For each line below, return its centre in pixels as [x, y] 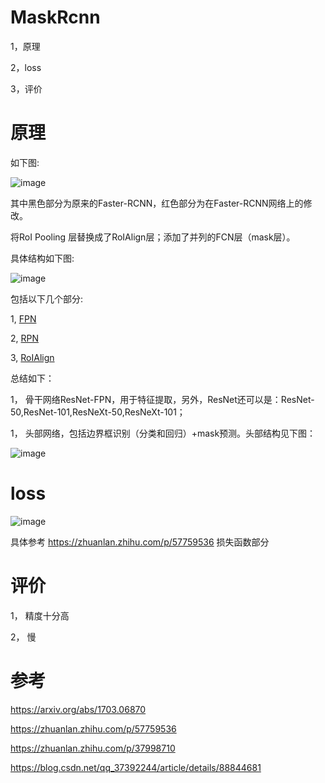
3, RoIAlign [32, 357]
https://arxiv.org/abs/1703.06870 [78, 709]
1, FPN [23, 318]
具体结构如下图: [42, 258]
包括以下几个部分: [47, 298]
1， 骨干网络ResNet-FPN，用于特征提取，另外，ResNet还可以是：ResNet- [162, 399]
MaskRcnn [55, 17]
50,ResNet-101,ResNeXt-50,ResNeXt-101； [98, 412]
